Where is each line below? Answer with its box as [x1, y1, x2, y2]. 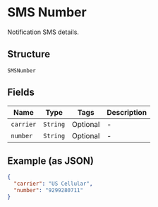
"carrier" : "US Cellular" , [13, 180, 93, 188]
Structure [7, 48, 51, 60]
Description [107, 107, 147, 117]
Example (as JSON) [7, 155, 94, 167]
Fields [7, 86, 35, 99]
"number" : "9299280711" [13, 187, 83, 194]
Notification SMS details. [7, 28, 80, 36]
